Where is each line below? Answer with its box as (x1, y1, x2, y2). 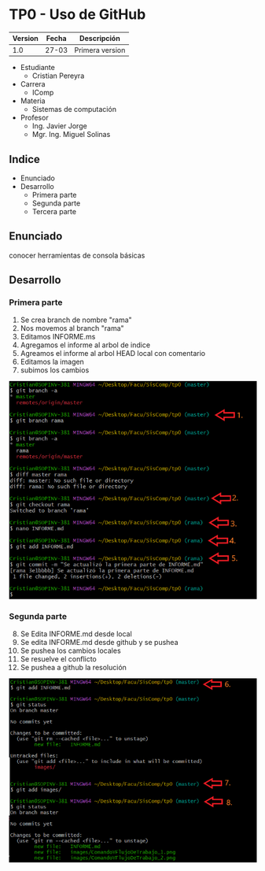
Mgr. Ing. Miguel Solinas (31, 130, 111, 139)
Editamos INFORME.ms (20, 332, 96, 341)
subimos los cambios (20, 365, 90, 375)
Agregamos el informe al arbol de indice (20, 340, 151, 350)
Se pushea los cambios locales (20, 646, 121, 655)
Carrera (20, 80, 46, 89)
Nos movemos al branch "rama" (20, 323, 124, 332)
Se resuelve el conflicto (20, 654, 98, 663)
